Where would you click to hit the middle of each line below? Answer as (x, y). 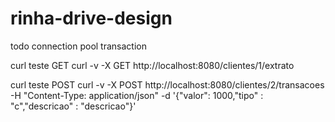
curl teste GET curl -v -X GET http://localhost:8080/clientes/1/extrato (152, 65)
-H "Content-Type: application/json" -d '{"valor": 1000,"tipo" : (137, 95)
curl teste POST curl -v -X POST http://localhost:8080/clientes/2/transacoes (167, 84)
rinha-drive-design (91, 18)
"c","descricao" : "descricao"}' (73, 106)
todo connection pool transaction (78, 46)
